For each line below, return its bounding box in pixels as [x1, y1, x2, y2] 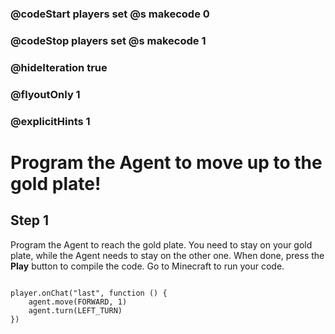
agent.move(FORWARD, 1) [28, 297, 128, 307]
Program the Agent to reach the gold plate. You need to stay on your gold [10, 238, 313, 251]
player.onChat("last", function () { [10, 288, 168, 298]
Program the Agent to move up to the [10, 151, 323, 174]
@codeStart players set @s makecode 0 [10, 7, 210, 21]
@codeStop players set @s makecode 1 [10, 33, 207, 47]
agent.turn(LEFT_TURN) [28, 305, 123, 316]
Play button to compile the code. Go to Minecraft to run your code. [10, 260, 285, 272]
